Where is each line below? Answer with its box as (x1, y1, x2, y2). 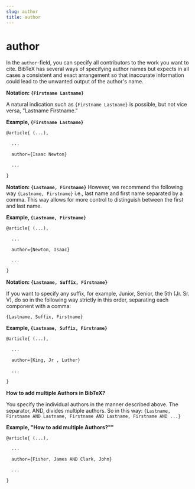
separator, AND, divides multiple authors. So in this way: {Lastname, (6, 407, 171, 414)
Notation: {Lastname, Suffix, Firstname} (6, 278, 108, 286)
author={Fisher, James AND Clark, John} (11, 456, 112, 462)
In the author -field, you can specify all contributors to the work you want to (6, 59, 189, 66)
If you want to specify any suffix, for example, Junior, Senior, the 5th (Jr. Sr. (6, 290, 190, 297)
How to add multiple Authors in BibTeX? (6, 389, 106, 396)
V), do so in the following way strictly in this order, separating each (6, 296, 169, 303)
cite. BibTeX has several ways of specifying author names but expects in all (6, 66, 189, 73)
